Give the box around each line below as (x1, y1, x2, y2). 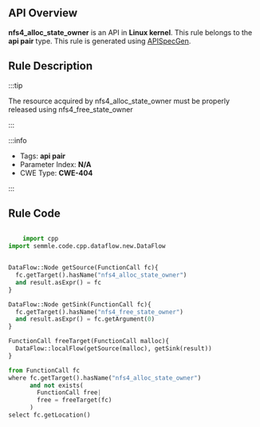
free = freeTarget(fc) (37, 396, 112, 405)
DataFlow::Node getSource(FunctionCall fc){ (8, 264, 159, 272)
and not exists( (29, 381, 84, 389)
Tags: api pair (19, 151, 66, 161)
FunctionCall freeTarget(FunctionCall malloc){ (8, 337, 170, 345)
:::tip (8, 80, 23, 90)
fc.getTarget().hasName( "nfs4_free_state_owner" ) (15, 308, 183, 316)
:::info (8, 135, 27, 145)
